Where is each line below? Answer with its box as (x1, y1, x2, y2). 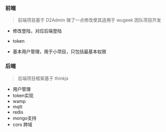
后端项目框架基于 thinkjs (17, 75, 69, 81)
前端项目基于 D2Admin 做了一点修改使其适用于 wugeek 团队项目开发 (17, 17, 161, 23)
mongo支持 (12, 115, 37, 121)
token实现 (12, 92, 34, 98)
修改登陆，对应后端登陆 (12, 28, 62, 34)
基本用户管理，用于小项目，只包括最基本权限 (12, 48, 107, 55)
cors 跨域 (12, 121, 32, 127)
